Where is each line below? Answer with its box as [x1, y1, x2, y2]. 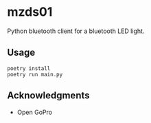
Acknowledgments [7, 90, 91, 102]
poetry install [7, 65, 51, 72]
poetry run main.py [7, 71, 63, 78]
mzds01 [7, 4, 53, 20]
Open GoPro [16, 108, 53, 116]
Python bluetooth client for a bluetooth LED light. [7, 27, 145, 35]
